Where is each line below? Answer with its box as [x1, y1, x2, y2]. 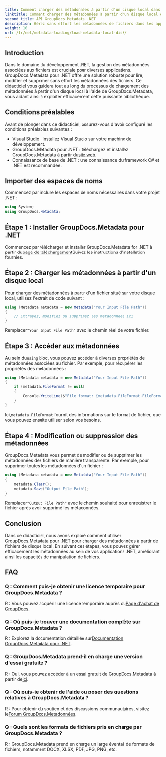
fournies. [5, 254, 24, 260]
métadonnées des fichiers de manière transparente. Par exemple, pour [5, 457, 149, 464]
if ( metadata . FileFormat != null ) [14, 384, 85, 389]
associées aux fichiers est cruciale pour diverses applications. [5, 67, 132, 73]
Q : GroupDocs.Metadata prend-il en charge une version [5, 653, 143, 660]
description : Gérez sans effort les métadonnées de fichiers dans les [5, 21, 154, 26]
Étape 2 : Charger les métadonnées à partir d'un [5, 269, 156, 277]
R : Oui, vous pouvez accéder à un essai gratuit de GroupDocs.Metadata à [5, 671, 156, 677]
